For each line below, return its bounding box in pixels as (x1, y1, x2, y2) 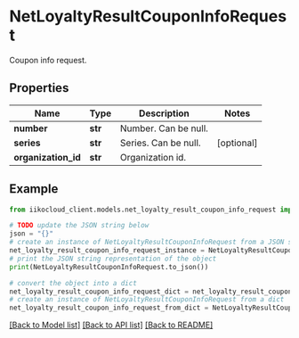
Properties (9, 80, 69, 95)
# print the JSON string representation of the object (9, 254, 217, 263)
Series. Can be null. (119, 136, 202, 149)
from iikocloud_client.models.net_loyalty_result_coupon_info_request (9, 205, 277, 214)
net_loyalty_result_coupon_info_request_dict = (9, 287, 190, 296)
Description (139, 107, 190, 120)
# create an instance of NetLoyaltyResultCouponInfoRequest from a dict (9, 295, 285, 304)
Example (9, 181, 59, 197)
